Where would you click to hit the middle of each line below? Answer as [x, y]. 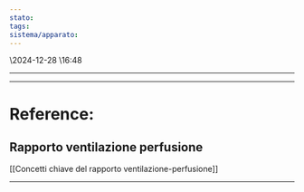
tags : [19, 26]
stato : [22, 18]
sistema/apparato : [44, 34]
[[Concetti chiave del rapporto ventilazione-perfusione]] [114, 169]
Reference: [52, 114]
